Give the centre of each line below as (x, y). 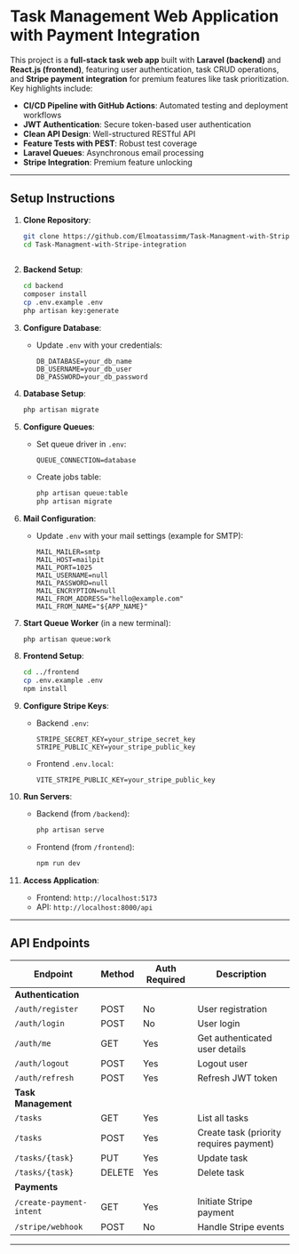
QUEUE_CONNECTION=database (86, 460)
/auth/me (33, 1043)
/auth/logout (42, 1063)
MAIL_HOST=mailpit (70, 559)
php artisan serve (70, 830)
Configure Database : (62, 327)
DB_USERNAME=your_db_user (84, 369)
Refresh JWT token (237, 1078)
